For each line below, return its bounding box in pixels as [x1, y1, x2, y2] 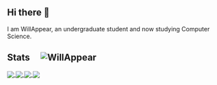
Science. [7, 32, 32, 40]
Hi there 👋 [7, 7, 50, 18]
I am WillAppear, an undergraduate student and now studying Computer [7, 24, 210, 33]
